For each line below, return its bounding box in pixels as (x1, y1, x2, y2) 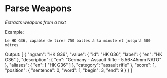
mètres (5, 42, 19, 47)
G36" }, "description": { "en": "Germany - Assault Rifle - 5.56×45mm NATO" (5, 56, 162, 62)
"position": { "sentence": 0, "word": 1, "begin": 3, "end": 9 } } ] (5, 67, 132, 73)
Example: (5, 29, 24, 35)
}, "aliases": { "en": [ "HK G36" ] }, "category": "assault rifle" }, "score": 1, (5, 62, 156, 68)
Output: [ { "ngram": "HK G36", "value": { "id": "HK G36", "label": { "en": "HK (5, 51, 163, 57)
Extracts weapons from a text (5, 19, 66, 25)
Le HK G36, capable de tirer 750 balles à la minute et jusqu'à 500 (5, 38, 151, 43)
